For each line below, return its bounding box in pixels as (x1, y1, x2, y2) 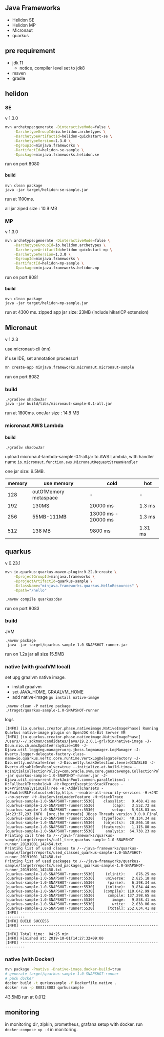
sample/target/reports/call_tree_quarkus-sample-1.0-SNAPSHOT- (5, 837, 137, 843)
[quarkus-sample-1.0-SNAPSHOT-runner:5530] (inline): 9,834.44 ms (5, 885, 156, 890)
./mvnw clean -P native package (5, 704, 71, 709)
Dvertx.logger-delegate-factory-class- (5, 752, 86, 757)
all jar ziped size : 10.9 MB (5, 205, 58, 211)
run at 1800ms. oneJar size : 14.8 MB (5, 410, 80, 416)
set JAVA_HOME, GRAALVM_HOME (12, 689, 84, 695)
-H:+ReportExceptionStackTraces (53, 782, 119, 787)
